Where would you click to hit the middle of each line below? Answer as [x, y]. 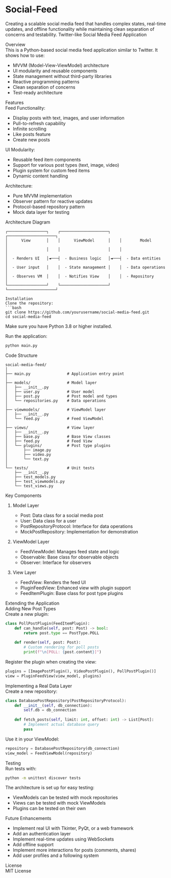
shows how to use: [25, 55]
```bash [14, 308]
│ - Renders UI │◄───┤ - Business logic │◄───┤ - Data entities [83, 258]
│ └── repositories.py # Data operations [56, 401]
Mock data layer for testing [41, 212]
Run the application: [26, 336]
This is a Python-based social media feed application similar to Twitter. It [82, 50]
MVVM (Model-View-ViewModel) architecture [61, 65]
